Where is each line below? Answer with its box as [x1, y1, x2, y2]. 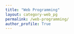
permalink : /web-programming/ [5, 16, 69, 21]
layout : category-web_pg [5, 12, 58, 17]
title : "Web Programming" [5, 7, 60, 12]
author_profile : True [5, 21, 51, 26]
